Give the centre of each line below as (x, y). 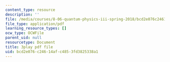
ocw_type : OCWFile (25, 33)
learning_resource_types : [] (36, 28)
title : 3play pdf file (29, 47)
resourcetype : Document (30, 42)
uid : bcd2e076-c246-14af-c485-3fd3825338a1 (52, 51)
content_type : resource (30, 10)
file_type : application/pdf (35, 24)
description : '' (22, 14)
